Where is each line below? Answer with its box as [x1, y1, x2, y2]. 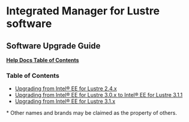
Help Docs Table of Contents [6, 57, 79, 63]
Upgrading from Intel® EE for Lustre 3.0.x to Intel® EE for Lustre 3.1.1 [14, 91, 183, 99]
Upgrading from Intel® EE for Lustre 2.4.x [14, 85, 117, 92]
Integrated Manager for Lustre [6, 4, 160, 18]
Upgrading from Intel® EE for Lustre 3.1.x [14, 97, 116, 105]
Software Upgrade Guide [6, 41, 101, 51]
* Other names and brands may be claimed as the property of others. [6, 109, 177, 117]
